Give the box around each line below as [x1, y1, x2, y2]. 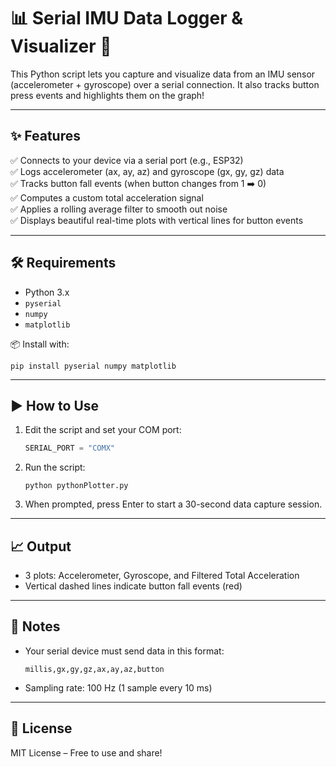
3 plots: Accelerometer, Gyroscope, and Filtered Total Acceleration [24, 570, 300, 582]
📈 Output [10, 538, 72, 555]
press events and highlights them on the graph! [10, 89, 205, 101]
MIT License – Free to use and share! [10, 746, 163, 759]
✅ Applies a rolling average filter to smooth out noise [10, 203, 228, 215]
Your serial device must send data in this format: [24, 645, 225, 657]
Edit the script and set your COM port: [24, 424, 182, 436]
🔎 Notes [10, 618, 61, 635]
